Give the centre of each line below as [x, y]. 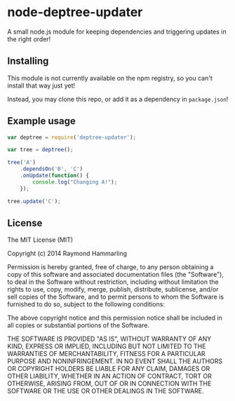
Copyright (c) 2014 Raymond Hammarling [67, 254]
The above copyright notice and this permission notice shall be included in [115, 318]
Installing [28, 61]
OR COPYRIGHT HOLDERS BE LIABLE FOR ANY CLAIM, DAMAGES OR [109, 369]
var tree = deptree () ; [40, 150]
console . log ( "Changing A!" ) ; [75, 182]
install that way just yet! [41, 86]
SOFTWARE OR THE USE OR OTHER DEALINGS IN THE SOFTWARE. [106, 391]
